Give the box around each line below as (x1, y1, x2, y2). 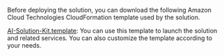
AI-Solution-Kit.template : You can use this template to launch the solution (7, 27, 218, 35)
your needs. (7, 41, 42, 49)
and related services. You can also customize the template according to (7, 34, 213, 42)
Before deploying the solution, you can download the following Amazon (7, 6, 212, 14)
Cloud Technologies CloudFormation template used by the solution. (7, 13, 200, 21)
